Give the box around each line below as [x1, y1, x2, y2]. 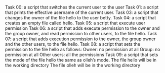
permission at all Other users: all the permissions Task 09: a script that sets [5, 52, 158, 58]
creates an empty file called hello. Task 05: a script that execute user [5, 20, 146, 26]
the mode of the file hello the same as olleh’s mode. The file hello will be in [5, 57, 157, 63]
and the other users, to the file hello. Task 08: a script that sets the [5, 41, 141, 47]
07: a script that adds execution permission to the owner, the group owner [5, 36, 156, 42]
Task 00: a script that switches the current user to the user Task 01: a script [5, 4, 159, 10]
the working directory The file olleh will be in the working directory [5, 62, 141, 68]
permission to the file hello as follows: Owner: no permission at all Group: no [5, 47, 161, 52]
